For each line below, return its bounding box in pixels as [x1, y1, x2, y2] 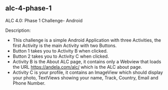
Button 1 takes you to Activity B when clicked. [12, 48, 108, 54]
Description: [5, 27, 31, 33]
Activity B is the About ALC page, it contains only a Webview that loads [12, 58, 161, 65]
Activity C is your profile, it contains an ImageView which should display [12, 69, 163, 75]
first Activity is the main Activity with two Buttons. [12, 42, 117, 49]
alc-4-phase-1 [5, 4, 52, 13]
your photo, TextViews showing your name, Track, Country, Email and [12, 74, 159, 80]
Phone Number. [12, 80, 46, 86]
